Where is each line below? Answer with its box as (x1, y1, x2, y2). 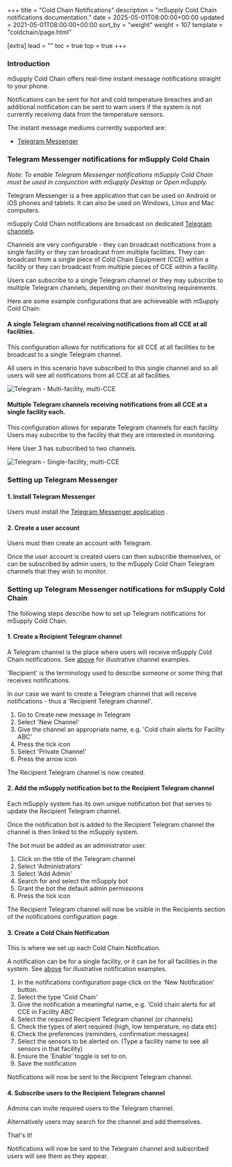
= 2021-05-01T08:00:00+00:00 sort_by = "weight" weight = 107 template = (7, 21, 224, 28)
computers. (7, 206, 40, 214)
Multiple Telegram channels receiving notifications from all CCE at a (7, 400, 208, 409)
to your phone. (7, 82, 49, 90)
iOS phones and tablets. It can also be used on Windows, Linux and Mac (7, 198, 214, 207)
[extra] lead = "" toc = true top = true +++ (7, 42, 127, 49)
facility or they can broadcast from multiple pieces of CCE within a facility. (7, 262, 219, 270)
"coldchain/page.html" (7, 28, 72, 36)
